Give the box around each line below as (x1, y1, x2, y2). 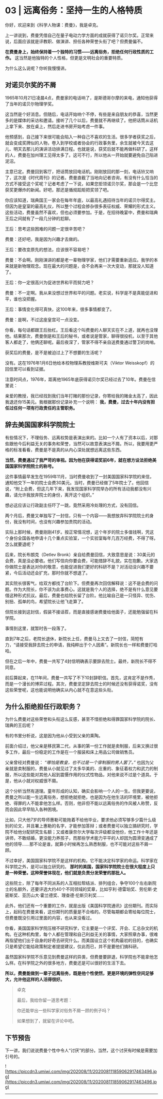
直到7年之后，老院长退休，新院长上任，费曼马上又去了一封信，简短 (5, 635, 139, 642)
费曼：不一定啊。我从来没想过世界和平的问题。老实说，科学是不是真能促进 (5, 290, 154, 295)
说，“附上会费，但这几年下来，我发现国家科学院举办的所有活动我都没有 (5, 486, 147, 491)
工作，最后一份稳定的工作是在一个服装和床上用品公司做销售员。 (9, 749, 137, 755)
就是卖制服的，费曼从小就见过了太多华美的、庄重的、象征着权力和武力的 (9, 765, 154, 771)
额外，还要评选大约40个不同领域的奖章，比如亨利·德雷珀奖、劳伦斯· (17, 886, 153, 892)
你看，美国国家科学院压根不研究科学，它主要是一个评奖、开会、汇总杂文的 (5, 925, 154, 931)
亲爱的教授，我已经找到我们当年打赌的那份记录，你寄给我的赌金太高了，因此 (5, 392, 158, 398)
